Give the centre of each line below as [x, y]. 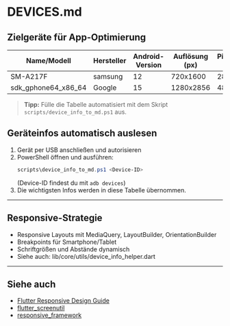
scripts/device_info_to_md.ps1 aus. [75, 112]
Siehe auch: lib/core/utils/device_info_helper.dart [86, 256]
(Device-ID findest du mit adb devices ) [71, 183]
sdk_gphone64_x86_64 [49, 88]
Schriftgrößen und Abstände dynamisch [73, 249]
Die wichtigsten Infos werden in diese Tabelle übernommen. [102, 190]
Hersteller [110, 61]
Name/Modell [49, 61]
